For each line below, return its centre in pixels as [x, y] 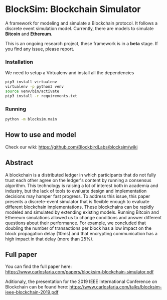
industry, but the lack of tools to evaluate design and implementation [76, 191]
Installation [19, 62]
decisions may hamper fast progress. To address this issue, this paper [78, 196]
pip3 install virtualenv [31, 82]
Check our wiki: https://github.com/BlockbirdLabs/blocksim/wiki [71, 147]
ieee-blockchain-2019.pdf [32, 292]
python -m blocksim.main [31, 119]
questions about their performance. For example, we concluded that [76, 223]
